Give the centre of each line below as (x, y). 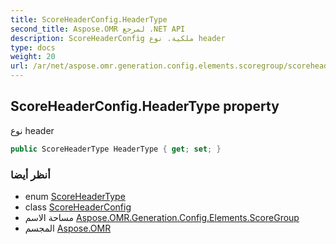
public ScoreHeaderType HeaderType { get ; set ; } (116, 149)
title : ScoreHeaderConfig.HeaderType (89, 19)
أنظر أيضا (30, 174)
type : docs (33, 47)
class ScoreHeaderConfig (78, 207)
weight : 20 (33, 57)
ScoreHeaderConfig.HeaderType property (145, 106)
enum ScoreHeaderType (75, 196)
